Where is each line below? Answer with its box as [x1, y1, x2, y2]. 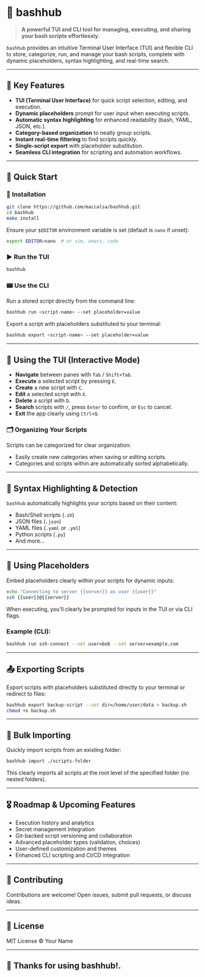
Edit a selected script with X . [15, 390, 87, 397]
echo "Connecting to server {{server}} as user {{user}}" [6, 588, 157, 594]
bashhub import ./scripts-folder [6, 758, 92, 765]
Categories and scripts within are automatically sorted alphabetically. [15, 460, 189, 467]
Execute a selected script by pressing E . [15, 377, 117, 384]
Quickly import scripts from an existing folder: [6, 746, 121, 754]
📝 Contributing [6, 875, 63, 885]
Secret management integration [15, 825, 95, 832]
